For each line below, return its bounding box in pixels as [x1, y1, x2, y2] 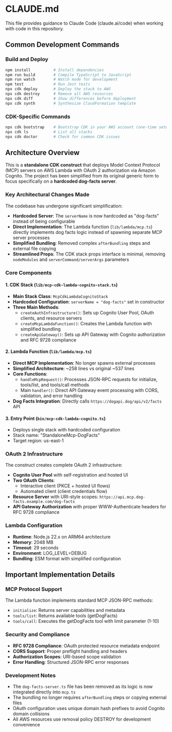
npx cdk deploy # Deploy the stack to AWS [5, 87, 111, 92]
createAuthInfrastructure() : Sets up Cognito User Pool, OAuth [20, 309, 155, 315]
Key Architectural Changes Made [5, 191, 90, 198]
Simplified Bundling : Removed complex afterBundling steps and [12, 240, 150, 246]
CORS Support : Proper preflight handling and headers [12, 648, 127, 654]
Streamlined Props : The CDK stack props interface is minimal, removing [12, 251, 165, 257]
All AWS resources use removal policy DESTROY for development [12, 716, 151, 722]
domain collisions [12, 711, 50, 717]
